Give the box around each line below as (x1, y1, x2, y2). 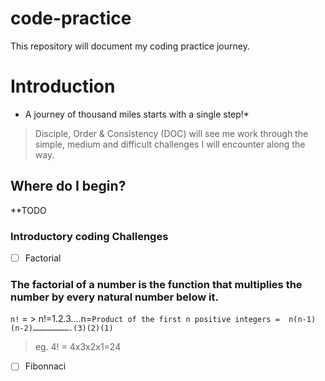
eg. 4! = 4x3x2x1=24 (34, 341, 122, 353)
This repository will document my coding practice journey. (10, 40, 250, 52)
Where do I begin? (10, 178, 127, 195)
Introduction (10, 75, 116, 98)
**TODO (10, 204, 47, 216)
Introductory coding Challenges (10, 229, 169, 243)
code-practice (10, 7, 132, 30)
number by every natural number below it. (10, 290, 219, 304)
